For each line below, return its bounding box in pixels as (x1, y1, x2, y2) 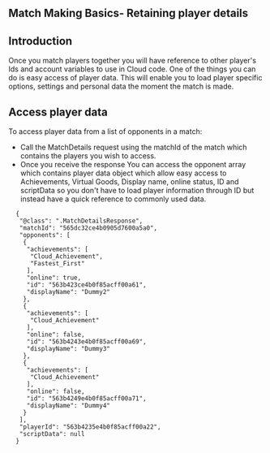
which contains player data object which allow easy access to (19, 168, 227, 178)
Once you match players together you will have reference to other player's (8, 56, 257, 66)
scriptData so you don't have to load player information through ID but (19, 186, 255, 196)
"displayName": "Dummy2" (26, 288, 111, 296)
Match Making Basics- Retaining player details (8, 6, 249, 20)
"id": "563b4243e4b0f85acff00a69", (26, 338, 148, 346)
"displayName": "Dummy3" (26, 345, 111, 353)
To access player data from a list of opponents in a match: (8, 127, 203, 136)
